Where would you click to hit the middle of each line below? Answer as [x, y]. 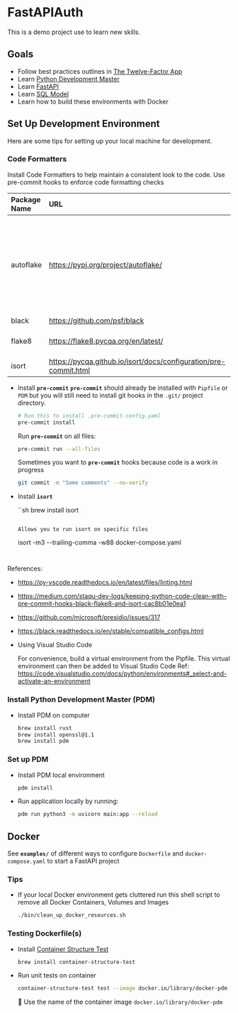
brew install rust [45, 728]
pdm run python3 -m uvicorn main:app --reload [87, 815]
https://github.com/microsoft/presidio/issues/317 [89, 617]
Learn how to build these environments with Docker [93, 101]
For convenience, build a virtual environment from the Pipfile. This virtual [124, 659]
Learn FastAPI [38, 86]
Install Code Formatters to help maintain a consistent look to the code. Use [116, 174]
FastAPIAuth [45, 12]
